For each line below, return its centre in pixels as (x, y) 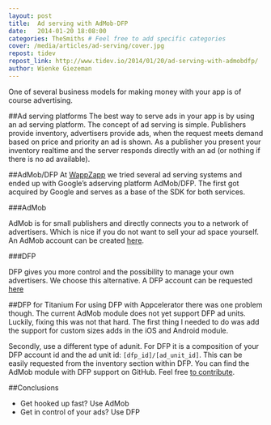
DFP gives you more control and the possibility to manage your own (121, 271)
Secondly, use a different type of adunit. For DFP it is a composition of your (133, 346)
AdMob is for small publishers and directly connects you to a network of (129, 223)
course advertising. (40, 100)
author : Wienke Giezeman (50, 69)
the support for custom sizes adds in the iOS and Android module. (119, 330)
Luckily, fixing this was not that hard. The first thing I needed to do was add (134, 321)
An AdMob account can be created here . (76, 240)
